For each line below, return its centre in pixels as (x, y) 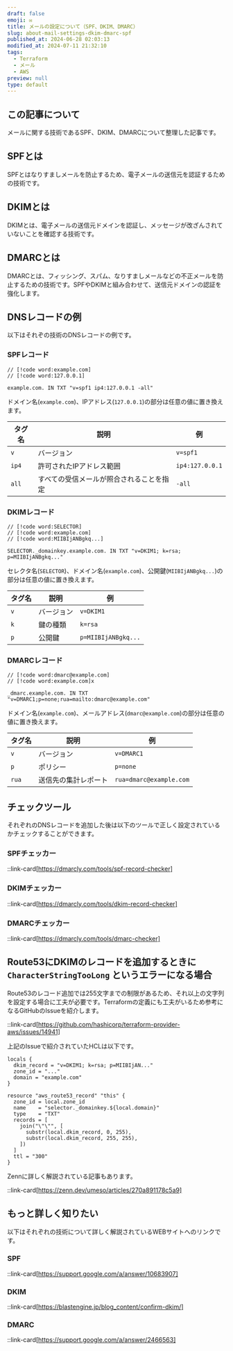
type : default (28, 85)
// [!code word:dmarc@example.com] (59, 675)
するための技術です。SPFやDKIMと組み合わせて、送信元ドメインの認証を (117, 284)
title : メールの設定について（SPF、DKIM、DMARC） (73, 26)
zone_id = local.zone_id (49, 1102)
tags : (15, 53)
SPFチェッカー (32, 853)
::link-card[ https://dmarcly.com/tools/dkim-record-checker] (93, 903)
